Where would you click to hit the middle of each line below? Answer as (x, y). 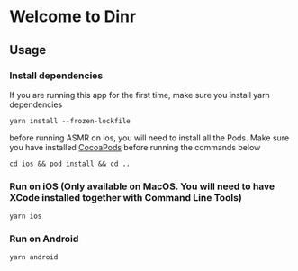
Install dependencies (56, 76)
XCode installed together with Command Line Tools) (126, 197)
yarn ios (26, 217)
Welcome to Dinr (73, 17)
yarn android (34, 257)
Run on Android (44, 239)
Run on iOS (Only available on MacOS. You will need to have (142, 186)
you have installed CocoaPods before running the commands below (135, 147)
